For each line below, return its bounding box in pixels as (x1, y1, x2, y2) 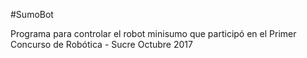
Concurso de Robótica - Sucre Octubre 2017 (10, 39, 193, 50)
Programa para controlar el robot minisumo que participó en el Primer (10, 28, 297, 39)
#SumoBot (10, 9, 54, 20)
